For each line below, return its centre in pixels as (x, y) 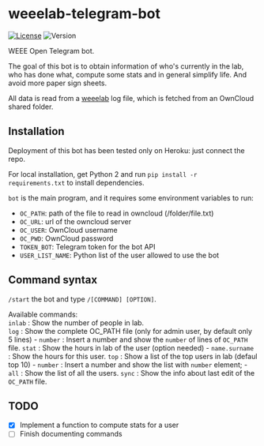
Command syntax (53, 280)
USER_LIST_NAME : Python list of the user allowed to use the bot (119, 255)
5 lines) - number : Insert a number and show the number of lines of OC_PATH (128, 339)
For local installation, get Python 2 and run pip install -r (103, 174)
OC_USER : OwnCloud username (69, 230)
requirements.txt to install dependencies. (76, 182)
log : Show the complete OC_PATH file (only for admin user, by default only (130, 331)
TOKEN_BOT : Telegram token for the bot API (87, 246)
